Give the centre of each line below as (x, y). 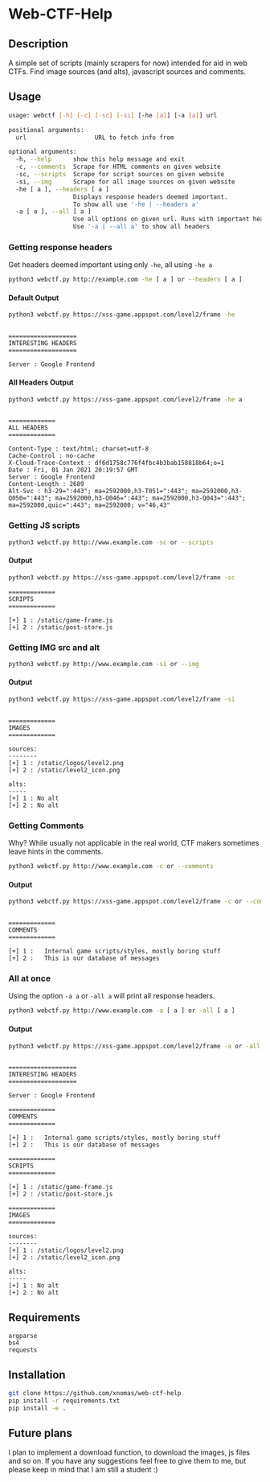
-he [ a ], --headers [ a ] (63, 189)
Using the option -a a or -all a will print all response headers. (112, 996)
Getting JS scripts (44, 525)
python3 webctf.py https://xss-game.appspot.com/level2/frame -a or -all (135, 1046)
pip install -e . (37, 1408)
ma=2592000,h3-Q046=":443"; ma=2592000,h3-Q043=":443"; (151, 498)
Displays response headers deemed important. (150, 197)
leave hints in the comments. (56, 852)
